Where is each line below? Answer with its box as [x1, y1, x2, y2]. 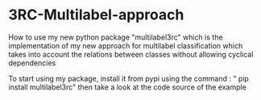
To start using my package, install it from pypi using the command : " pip [8, 73, 250, 83]
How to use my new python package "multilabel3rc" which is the [8, 32, 223, 42]
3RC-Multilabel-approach [8, 6, 184, 24]
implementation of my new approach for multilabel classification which [8, 40, 243, 50]
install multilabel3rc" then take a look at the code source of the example [8, 82, 247, 92]
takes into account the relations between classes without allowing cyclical [8, 49, 254, 59]
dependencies [8, 58, 56, 68]
